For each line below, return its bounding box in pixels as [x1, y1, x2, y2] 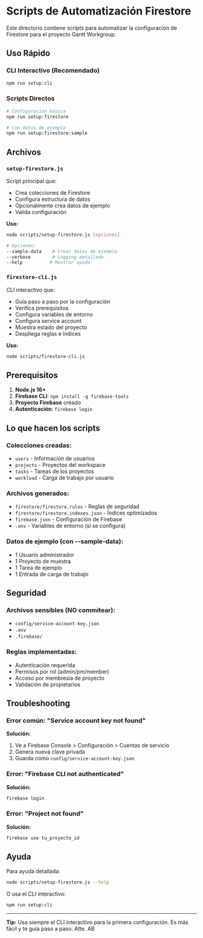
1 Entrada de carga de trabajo [14, 570, 89, 578]
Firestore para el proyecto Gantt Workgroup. [6, 30, 117, 37]
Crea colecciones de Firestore [14, 189, 91, 196]
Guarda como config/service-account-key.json [14, 755, 135, 762]
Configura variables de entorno [14, 310, 94, 318]
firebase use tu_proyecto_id [6, 835, 80, 841]
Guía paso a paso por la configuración [14, 298, 111, 305]
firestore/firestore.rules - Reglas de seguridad [14, 503, 140, 510]
